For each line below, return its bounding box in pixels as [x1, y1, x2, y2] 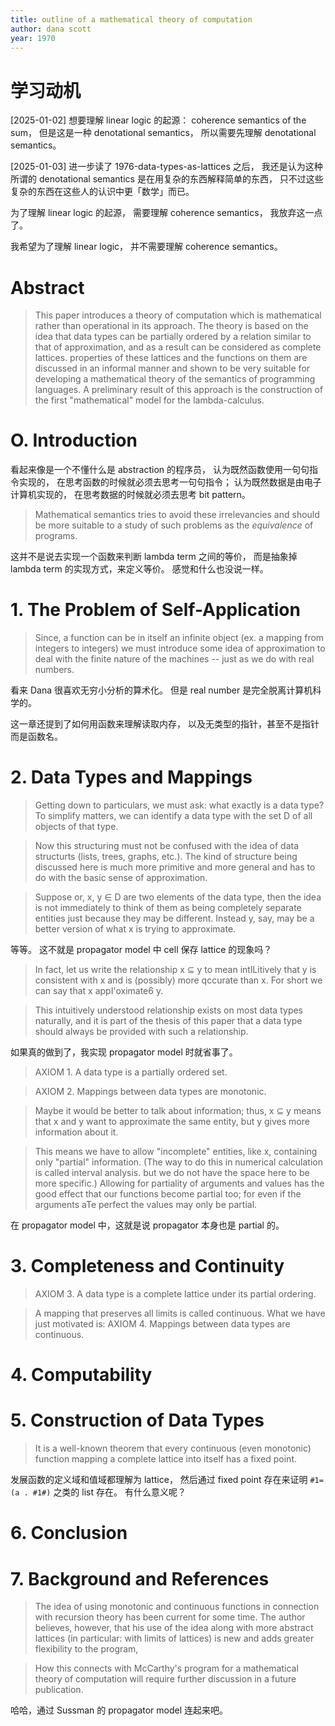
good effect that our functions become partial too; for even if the [34, 1188, 302, 1200]
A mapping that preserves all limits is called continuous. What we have [34, 1307, 326, 1319]
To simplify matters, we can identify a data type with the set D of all [34, 810, 313, 822]
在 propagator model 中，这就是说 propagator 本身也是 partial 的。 [10, 1219, 285, 1231]
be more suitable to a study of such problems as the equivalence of [34, 519, 314, 531]
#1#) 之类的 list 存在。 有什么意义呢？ [32, 1486, 187, 1498]
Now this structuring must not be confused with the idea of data [34, 840, 300, 852]
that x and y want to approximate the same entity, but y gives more [34, 1116, 310, 1128]
